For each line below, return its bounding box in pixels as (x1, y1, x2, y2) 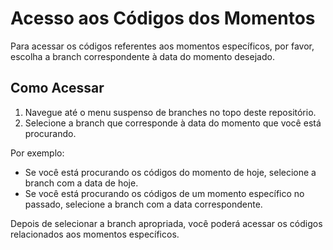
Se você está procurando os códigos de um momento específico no (24, 187, 305, 199)
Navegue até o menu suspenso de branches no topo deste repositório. (24, 106, 317, 118)
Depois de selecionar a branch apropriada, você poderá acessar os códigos (10, 217, 323, 229)
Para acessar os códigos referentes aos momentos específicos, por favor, (10, 40, 315, 52)
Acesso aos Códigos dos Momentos (10, 7, 316, 30)
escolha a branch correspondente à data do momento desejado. (10, 50, 275, 62)
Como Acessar (10, 80, 105, 97)
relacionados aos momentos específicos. (10, 228, 180, 240)
